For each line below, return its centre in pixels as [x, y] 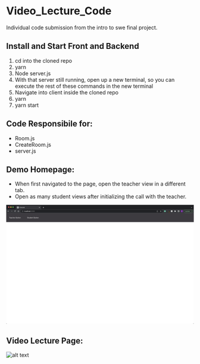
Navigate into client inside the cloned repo [67, 92]
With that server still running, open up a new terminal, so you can [95, 79]
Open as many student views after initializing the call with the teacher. [101, 197]
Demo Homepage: [40, 169]
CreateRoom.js [33, 144]
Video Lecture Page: [45, 340]
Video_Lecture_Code [59, 11]
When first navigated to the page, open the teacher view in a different [100, 184]
